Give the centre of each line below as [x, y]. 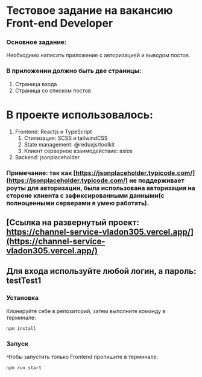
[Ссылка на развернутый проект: [73, 223]
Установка [23, 298]
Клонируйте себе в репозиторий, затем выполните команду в [86, 311]
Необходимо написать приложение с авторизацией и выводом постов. [98, 55]
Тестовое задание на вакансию [90, 11]
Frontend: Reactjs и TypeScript [53, 131]
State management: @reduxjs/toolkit [69, 144]
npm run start [24, 368]
